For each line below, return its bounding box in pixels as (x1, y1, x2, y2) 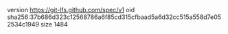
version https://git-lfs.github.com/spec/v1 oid (7, 6, 135, 14)
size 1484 (41, 20, 68, 28)
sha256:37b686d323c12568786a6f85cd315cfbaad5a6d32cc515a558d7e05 (7, 13, 222, 21)
